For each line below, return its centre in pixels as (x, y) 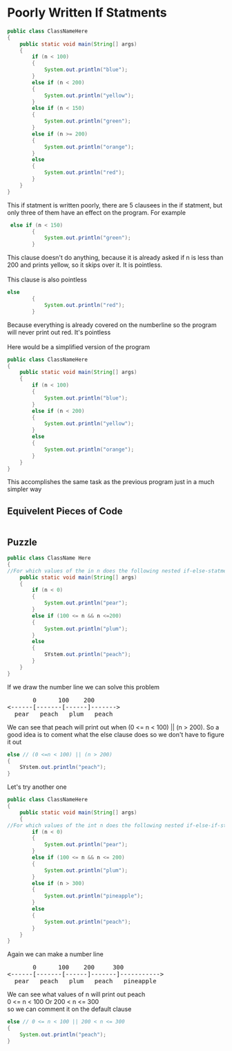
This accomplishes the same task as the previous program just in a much (111, 482)
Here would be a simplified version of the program (79, 346)
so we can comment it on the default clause (69, 1009)
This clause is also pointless (47, 280)
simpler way (25, 490)
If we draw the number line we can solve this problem (84, 687)
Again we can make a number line (55, 954)
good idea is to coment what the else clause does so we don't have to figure (116, 734)
